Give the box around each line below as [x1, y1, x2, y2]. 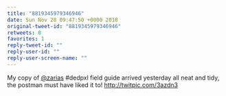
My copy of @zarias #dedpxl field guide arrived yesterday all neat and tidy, [7, 73, 220, 82]
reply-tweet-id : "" [7, 42, 63, 49]
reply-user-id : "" [7, 49, 60, 56]
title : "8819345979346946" [7, 10, 84, 17]
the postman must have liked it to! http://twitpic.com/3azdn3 [7, 80, 179, 89]
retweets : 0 [7, 29, 41, 36]
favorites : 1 [7, 36, 45, 43]
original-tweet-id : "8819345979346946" [7, 23, 122, 29]
